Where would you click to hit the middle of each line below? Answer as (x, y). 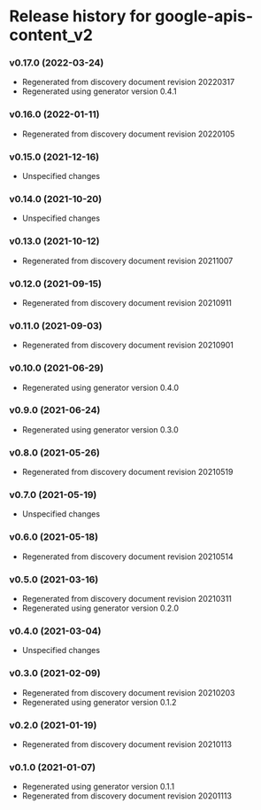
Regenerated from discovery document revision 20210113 (127, 744)
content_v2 (51, 35)
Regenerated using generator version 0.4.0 (100, 387)
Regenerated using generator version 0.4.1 (99, 91)
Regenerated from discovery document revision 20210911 (127, 302)
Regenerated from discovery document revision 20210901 (128, 345)
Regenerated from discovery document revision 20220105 (128, 134)
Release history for (81, 16)
